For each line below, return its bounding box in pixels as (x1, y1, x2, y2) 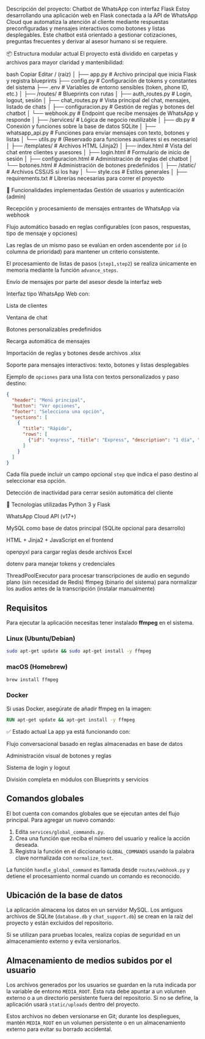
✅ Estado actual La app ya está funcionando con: (6, 728, 131, 735)
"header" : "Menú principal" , (12, 397, 86, 403)
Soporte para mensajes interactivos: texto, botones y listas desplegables (6, 361, 189, 368)
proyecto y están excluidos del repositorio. (6, 919, 113, 926)
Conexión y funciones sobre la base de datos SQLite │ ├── (6, 122, 156, 130)
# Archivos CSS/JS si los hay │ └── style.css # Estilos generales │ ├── (6, 168, 187, 175)
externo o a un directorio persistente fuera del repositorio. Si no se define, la (6, 994, 198, 1002)
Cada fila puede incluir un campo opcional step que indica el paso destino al (6, 471, 198, 478)
